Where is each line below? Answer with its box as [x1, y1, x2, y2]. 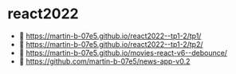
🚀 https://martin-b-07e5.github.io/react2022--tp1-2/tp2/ [18, 39, 203, 49]
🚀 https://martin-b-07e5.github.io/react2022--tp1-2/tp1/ [18, 31, 202, 41]
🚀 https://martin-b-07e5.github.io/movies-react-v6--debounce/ [18, 48, 228, 57]
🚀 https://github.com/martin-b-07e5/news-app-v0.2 [18, 56, 191, 66]
